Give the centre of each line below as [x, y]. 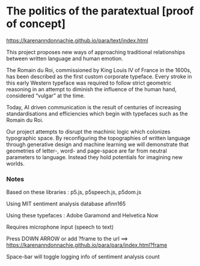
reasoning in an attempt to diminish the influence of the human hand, [92, 89]
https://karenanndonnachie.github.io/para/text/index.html [77, 40]
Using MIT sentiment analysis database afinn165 [66, 204]
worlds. [16, 163]
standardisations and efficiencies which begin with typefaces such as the [97, 113]
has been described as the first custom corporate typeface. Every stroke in [99, 76]
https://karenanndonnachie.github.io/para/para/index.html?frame [87, 245]
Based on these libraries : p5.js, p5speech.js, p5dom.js [74, 192]
